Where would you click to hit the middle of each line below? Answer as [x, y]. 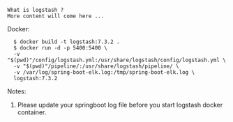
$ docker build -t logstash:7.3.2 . [67, 42]
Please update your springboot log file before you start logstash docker [120, 105]
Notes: [17, 91]
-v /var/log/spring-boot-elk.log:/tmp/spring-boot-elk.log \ [104, 73]
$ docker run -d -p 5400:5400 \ [61, 48]
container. [32, 112]
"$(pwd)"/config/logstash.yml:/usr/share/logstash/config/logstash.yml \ [117, 60]
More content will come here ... [56, 16]
